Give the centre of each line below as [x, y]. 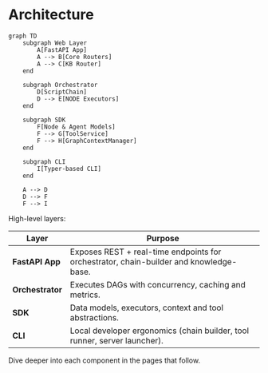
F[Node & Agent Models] [76, 127]
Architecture [51, 15]
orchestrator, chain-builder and [129, 261]
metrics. [85, 295]
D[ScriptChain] [62, 92]
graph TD [23, 36]
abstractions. [95, 317]
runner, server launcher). [116, 340]
